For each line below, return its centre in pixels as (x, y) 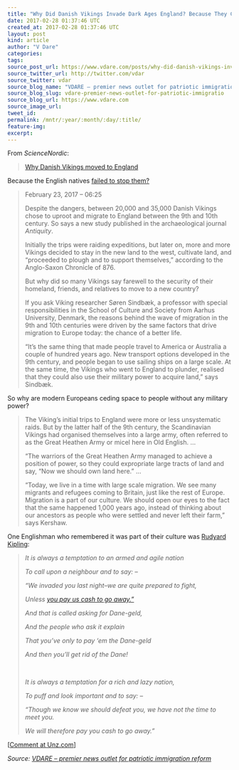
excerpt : (20, 133)
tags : (15, 60)
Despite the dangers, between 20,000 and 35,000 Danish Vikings (121, 209)
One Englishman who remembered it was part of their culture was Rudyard (117, 537)
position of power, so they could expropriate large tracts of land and (124, 464)
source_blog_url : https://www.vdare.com (68, 100)
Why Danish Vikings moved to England (81, 167)
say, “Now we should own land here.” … (83, 471)
